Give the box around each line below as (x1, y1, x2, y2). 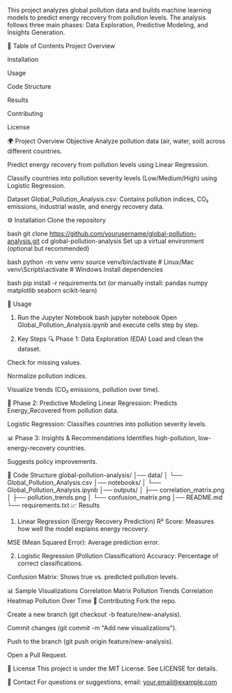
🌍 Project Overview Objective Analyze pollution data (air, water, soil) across (7, 137, 226, 145)
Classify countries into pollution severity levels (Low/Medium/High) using (7, 174, 217, 182)
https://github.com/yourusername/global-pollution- (49, 230, 197, 238)
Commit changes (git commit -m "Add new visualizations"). (7, 624, 178, 632)
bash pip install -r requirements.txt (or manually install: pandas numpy (7, 279, 208, 287)
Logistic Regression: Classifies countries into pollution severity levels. (7, 420, 208, 428)
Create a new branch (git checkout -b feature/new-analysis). (7, 611, 182, 618)
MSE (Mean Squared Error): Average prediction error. (7, 538, 160, 546)
